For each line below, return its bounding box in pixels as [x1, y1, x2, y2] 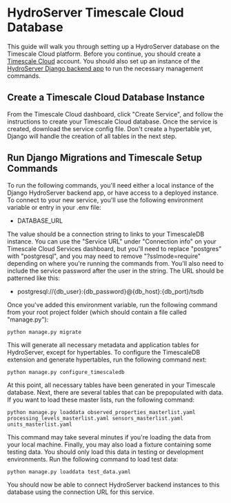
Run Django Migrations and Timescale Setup [7, 152, 203, 164]
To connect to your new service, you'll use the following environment [7, 195, 203, 204]
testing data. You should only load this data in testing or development [7, 447, 204, 456]
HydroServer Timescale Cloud [7, 5, 184, 21]
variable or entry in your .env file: [7, 203, 101, 211]
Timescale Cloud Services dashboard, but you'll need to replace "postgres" [7, 244, 222, 253]
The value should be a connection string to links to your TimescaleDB [7, 230, 205, 238]
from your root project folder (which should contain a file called [7, 308, 188, 316]
